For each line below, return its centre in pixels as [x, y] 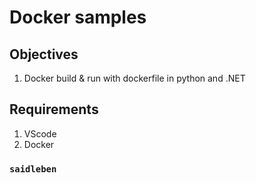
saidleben [33, 169]
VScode [40, 133]
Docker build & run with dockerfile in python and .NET [134, 78]
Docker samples [78, 17]
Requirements [54, 109]
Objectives [44, 54]
